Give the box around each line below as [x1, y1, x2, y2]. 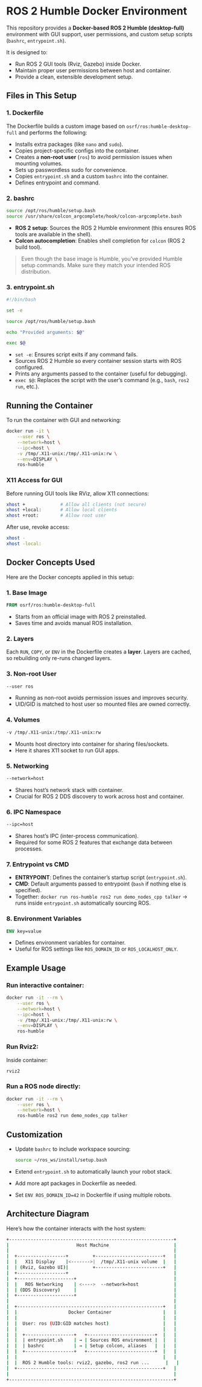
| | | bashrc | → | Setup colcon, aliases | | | [6, 1343, 177, 1349]
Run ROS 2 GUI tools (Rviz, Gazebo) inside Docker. [14, 60, 142, 68]
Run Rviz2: [6, 1043, 39, 1051]
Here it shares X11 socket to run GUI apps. [14, 746, 119, 754]
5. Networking [6, 761, 49, 770]
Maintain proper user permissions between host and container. [14, 66, 172, 74]
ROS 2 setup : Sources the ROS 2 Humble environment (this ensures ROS [14, 224, 196, 231]
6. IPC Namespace [6, 808, 62, 816]
